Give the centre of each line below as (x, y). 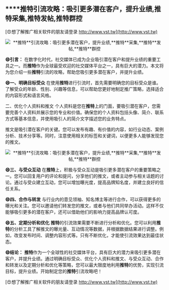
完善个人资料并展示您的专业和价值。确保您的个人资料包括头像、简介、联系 (87, 112)
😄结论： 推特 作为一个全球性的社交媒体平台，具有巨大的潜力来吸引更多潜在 (83, 252)
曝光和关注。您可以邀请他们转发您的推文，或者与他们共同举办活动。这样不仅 (84, 205)
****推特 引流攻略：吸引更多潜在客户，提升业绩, (80, 9)
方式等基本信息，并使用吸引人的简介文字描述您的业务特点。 (67, 119)
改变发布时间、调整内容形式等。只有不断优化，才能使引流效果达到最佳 (87, 235)
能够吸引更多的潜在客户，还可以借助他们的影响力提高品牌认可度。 (73, 212)
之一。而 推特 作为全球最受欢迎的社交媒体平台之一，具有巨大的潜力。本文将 (87, 66)
